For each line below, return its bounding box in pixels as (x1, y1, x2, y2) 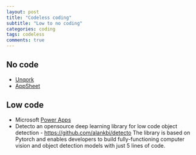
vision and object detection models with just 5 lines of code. (15, 142, 166, 149)
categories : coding (6, 26, 56, 32)
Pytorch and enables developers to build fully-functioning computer (15, 135, 185, 143)
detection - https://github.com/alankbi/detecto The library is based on (15, 129, 191, 136)
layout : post (6, 9, 39, 15)
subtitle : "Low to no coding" (6, 20, 83, 26)
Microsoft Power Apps (15, 116, 72, 123)
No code (6, 60, 39, 70)
